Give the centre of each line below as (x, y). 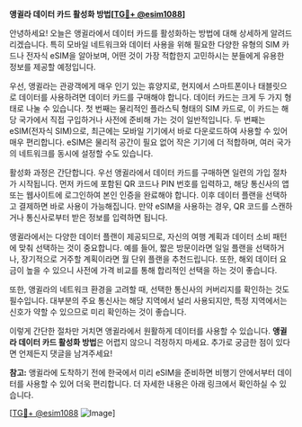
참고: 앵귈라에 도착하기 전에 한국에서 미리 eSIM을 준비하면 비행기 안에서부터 (142, 373)
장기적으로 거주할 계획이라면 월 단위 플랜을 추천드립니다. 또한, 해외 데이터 (149, 259)
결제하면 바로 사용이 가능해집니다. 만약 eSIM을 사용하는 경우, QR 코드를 (144, 206)
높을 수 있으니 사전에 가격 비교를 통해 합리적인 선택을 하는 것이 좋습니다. (151, 270)
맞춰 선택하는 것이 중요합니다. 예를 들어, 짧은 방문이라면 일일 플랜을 (136, 248)
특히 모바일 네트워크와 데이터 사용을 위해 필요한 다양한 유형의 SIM (165, 44)
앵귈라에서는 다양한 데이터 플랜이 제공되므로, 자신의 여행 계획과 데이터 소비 (140, 236)
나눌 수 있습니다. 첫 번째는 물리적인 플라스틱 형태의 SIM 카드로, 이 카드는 (152, 108)
